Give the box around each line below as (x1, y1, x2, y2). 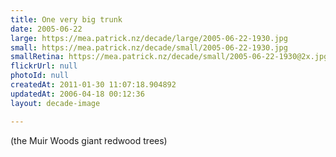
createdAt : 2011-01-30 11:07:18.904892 (10, 80, 177, 90)
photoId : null (10, 71, 70, 81)
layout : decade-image (10, 98, 101, 108)
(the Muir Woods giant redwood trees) (10, 134, 168, 146)
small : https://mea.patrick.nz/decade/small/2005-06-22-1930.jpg (10, 42, 288, 53)
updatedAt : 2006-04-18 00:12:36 (10, 89, 145, 99)
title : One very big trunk (10, 14, 123, 25)
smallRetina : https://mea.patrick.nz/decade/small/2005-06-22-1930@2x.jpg (10, 52, 329, 62)
